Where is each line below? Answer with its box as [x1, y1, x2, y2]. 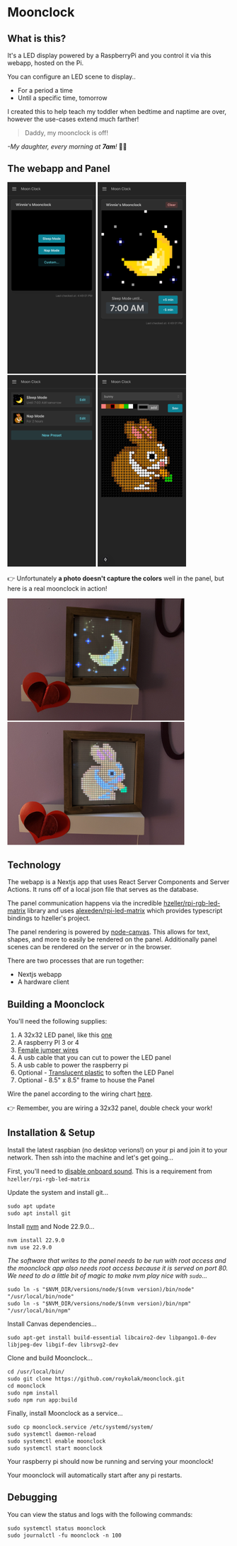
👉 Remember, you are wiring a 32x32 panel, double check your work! [7, 1104, 213, 1112]
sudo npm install [7, 1389, 59, 1397]
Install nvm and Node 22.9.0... [7, 1222, 95, 1230]
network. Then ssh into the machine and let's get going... [7, 1153, 174, 1162]
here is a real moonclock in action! [7, 584, 108, 592]
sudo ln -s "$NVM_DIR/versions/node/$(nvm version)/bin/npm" [7, 1300, 192, 1307]
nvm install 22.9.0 [7, 1237, 65, 1244]
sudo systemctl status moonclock [7, 1525, 106, 1532]
